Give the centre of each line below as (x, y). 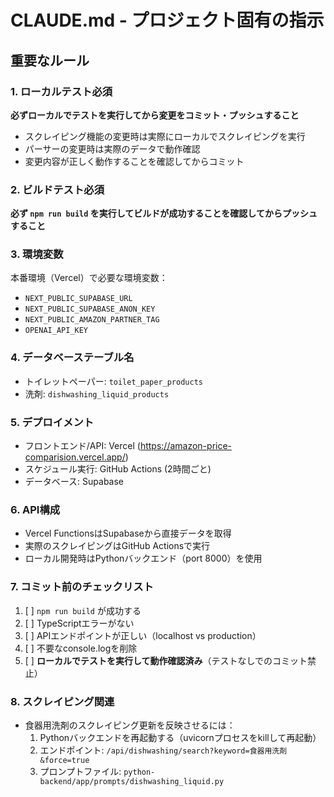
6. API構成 (35, 509)
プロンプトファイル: (80, 771)
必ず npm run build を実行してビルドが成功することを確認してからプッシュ (164, 213)
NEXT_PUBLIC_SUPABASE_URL (78, 299)
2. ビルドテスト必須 (57, 189)
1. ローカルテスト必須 (61, 91)
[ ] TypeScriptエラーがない (79, 623)
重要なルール (50, 60)
